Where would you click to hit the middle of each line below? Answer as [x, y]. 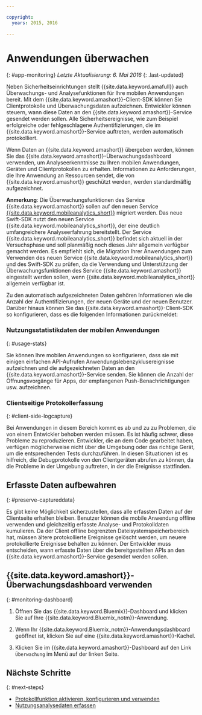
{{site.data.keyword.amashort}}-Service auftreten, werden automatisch [95, 132]
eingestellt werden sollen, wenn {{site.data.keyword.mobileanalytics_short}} [101, 277]
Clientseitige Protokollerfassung [55, 403]
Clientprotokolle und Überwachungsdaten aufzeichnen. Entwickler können [99, 106]
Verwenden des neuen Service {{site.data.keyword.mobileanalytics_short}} [99, 258]
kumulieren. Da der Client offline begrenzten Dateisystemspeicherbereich [97, 531]
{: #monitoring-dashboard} [40, 600]
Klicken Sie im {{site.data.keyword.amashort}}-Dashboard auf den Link [103, 647]
